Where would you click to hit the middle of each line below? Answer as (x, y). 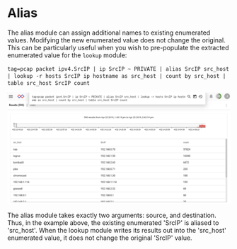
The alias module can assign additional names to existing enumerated (109, 33)
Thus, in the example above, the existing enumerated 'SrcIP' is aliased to (113, 222)
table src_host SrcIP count (49, 83)
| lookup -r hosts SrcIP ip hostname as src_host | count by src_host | (117, 76)
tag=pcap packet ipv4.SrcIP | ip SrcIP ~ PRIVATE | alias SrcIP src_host (118, 69)
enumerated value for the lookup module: (67, 55)
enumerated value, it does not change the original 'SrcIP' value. (100, 238)
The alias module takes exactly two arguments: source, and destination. (112, 215)
